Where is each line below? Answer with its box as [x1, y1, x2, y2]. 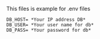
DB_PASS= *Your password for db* [6, 27, 91, 33]
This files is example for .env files [6, 5, 90, 12]
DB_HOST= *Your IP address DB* [6, 17, 86, 23]
